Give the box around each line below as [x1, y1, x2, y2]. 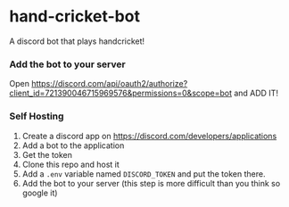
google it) [21, 187, 58, 198]
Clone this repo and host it [21, 159, 120, 170]
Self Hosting [9, 110, 64, 122]
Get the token [21, 149, 73, 160]
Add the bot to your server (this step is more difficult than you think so [21, 178, 281, 188]
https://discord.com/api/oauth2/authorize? [30, 79, 188, 89]
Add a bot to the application [21, 140, 125, 151]
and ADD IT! [233, 87, 279, 99]
